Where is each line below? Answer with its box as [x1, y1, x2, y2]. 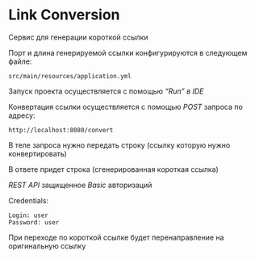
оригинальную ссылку [8, 240, 86, 251]
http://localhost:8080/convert [8, 126, 114, 134]
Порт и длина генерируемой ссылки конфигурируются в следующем [8, 48, 248, 57]
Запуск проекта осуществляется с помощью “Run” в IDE [8, 86, 204, 96]
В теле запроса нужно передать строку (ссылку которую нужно [8, 140, 231, 150]
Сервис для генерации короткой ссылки [8, 32, 148, 42]
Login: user [8, 211, 48, 219]
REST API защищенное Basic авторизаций [8, 180, 153, 190]
